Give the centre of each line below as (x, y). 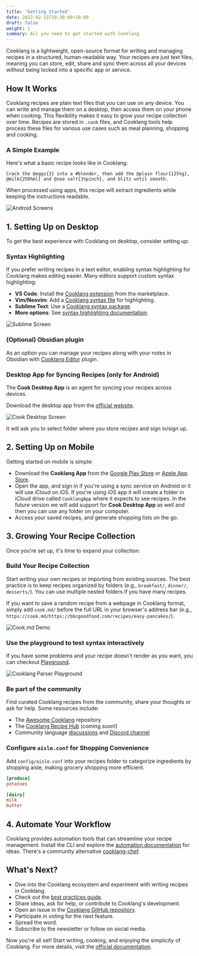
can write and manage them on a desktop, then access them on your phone (99, 109)
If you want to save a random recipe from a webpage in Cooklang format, (96, 603)
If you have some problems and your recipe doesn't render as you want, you (99, 656)
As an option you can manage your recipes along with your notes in (89, 353)
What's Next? (32, 870)
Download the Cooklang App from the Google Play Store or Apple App (101, 473)
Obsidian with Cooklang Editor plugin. (52, 359)
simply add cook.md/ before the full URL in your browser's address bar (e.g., (99, 609)
